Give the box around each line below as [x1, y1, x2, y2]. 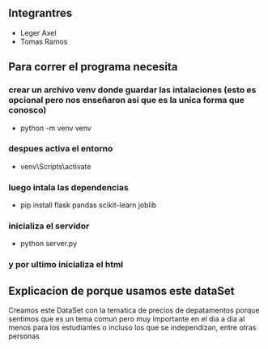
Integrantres [8, 6, 73, 20]
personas [8, 331, 40, 341]
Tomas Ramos [19, 36, 68, 46]
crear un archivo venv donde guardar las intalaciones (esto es [8, 84, 257, 96]
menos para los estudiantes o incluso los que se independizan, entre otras [8, 323, 257, 333]
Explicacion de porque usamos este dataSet [8, 283, 235, 298]
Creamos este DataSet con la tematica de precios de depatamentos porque [8, 305, 260, 315]
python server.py [19, 239, 78, 249]
